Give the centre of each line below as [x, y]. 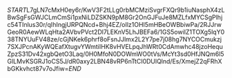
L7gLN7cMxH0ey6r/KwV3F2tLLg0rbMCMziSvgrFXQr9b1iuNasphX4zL [126, 10]
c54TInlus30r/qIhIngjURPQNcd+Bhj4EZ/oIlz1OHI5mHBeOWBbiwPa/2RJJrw [115, 25]
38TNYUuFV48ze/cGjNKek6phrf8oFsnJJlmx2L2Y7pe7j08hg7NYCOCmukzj [115, 39]
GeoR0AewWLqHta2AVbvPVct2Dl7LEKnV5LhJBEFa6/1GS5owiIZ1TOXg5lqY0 [116, 32]
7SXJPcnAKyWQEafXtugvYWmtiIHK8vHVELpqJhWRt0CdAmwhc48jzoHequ [115, 47]
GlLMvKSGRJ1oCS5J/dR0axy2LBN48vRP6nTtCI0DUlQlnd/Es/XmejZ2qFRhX [115, 61]
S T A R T [17, 10]
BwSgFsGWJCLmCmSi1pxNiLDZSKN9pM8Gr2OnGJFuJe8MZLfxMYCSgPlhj [115, 17]
